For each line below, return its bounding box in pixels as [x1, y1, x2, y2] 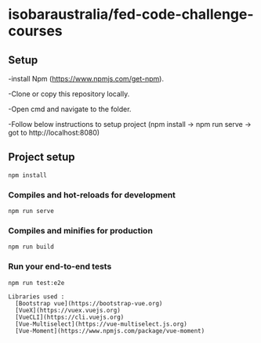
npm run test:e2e [8, 279, 65, 287]
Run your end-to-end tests [8, 261, 112, 272]
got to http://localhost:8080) [8, 128, 100, 137]
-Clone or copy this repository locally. [8, 89, 130, 99]
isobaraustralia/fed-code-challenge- [8, 5, 254, 23]
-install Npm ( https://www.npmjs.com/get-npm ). [8, 74, 165, 83]
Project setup [8, 150, 76, 164]
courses [8, 22, 63, 40]
